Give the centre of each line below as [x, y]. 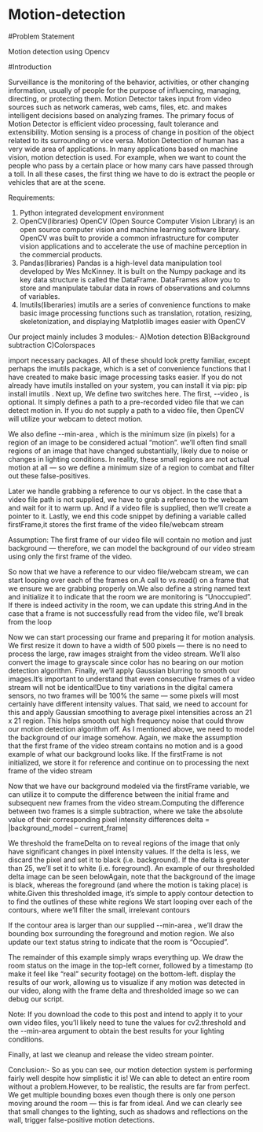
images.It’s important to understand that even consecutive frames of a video [131, 679]
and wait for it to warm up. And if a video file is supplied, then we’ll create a [130, 507]
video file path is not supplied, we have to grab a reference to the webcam [128, 499]
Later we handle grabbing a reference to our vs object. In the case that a [125, 491]
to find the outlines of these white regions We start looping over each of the [130, 902]
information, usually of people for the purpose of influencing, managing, [125, 90]
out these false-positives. [49, 476]
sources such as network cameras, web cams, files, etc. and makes [118, 107]
